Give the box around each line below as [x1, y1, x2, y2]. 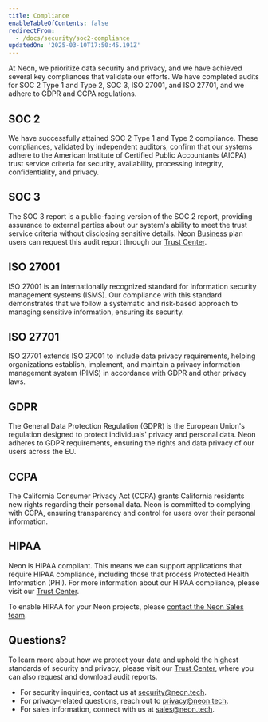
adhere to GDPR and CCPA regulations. [8, 89, 137, 98]
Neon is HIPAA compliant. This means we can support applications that [8, 560, 242, 570]
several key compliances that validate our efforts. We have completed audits [8, 72, 259, 82]
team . [8, 610, 27, 620]
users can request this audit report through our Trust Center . [8, 237, 207, 246]
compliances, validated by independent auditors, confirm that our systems [8, 142, 253, 151]
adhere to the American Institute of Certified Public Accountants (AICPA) [8, 150, 247, 160]
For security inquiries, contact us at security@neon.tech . [19, 687, 207, 696]
